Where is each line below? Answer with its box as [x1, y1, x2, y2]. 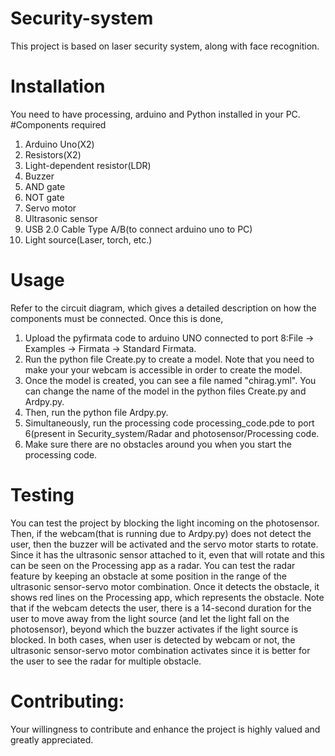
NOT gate [24, 191, 65, 203]
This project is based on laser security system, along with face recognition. [10, 40, 320, 52]
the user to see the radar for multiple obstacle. [10, 655, 202, 667]
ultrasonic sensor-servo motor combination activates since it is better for [10, 644, 311, 656]
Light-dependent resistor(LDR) [24, 159, 152, 171]
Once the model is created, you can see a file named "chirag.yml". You [24, 374, 317, 386]
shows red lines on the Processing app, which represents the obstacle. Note [10, 591, 325, 603]
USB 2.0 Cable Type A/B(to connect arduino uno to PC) [24, 223, 253, 235]
